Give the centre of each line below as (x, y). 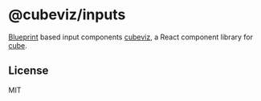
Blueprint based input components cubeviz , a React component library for (130, 37)
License (29, 71)
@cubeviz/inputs (67, 15)
